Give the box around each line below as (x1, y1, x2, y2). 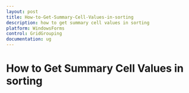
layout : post (6, 8, 39, 15)
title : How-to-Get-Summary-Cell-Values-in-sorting (6, 14, 134, 20)
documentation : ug (6, 36, 52, 42)
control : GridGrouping (6, 31, 62, 37)
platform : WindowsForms (6, 25, 65, 31)
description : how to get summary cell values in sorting (6, 20, 150, 25)
